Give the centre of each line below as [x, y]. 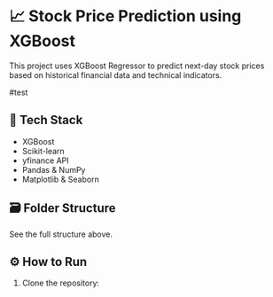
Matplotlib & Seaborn [60, 179]
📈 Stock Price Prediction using [125, 16]
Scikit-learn [43, 151]
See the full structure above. [61, 234]
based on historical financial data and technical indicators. [116, 74]
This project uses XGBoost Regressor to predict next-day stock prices [137, 66]
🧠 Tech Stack [46, 120]
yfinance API [45, 160]
